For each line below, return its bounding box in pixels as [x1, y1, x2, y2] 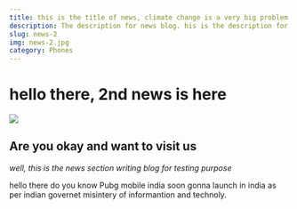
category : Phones [9, 46, 74, 55]
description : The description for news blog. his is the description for [9, 21, 289, 30]
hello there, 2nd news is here [9, 84, 227, 105]
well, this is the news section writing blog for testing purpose [9, 162, 232, 173]
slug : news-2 [9, 29, 58, 38]
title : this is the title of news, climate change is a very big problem [9, 12, 289, 22]
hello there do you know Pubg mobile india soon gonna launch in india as [9, 180, 277, 190]
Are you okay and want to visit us [9, 139, 197, 154]
